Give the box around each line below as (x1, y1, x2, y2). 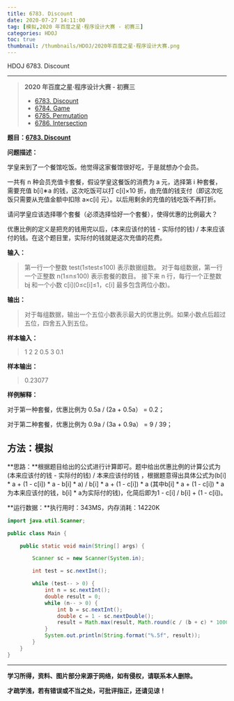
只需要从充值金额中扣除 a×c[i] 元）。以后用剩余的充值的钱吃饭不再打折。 (13, 195, 220, 203)
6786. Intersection (34, 119, 87, 127)
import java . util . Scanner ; (7, 517, 86, 524)
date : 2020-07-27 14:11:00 (7, 17, 86, 24)
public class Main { (7, 529, 68, 537)
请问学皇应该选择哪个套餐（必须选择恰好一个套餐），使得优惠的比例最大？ (7, 210, 218, 218)
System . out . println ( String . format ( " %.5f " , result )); (44, 632, 201, 639)
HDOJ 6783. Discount (7, 62, 70, 70)
